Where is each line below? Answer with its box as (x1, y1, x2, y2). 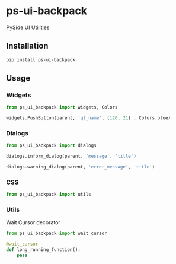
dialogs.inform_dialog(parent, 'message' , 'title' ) (6, 153, 136, 160)
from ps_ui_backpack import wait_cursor (6, 230, 108, 237)
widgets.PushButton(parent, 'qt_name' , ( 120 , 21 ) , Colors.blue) (6, 115, 171, 121)
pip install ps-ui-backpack (6, 56, 76, 63)
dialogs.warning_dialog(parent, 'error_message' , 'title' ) (6, 164, 155, 170)
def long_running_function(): (6, 247, 81, 253)
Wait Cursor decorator (6, 219, 60, 226)
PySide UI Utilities (6, 24, 50, 31)
